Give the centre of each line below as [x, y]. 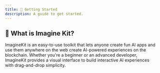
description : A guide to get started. [44, 14]
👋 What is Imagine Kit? [40, 33]
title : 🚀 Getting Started [31, 9]
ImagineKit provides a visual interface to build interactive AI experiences [77, 60]
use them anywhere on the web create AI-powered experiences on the [76, 50]
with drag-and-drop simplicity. [35, 65]
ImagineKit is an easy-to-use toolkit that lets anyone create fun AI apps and [80, 45]
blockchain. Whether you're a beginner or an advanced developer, [71, 55]
